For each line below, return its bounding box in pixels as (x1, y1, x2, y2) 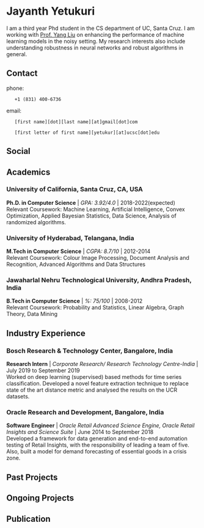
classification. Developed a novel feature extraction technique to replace (6, 380, 189, 387)
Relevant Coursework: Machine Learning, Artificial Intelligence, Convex (6, 205, 185, 213)
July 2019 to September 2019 (6, 367, 81, 374)
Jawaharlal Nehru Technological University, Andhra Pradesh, (6, 276, 192, 285)
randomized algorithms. (6, 218, 66, 226)
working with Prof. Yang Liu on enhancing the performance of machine (6, 31, 184, 38)
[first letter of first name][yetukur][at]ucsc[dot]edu (14, 130, 160, 136)
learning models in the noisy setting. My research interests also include (6, 37, 186, 45)
